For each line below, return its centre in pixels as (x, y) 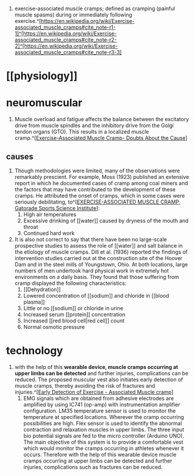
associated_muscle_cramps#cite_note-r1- (65, 27)
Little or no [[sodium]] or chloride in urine (73, 308)
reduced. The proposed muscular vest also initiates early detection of (99, 380)
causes (20, 156)
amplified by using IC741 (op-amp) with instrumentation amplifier (102, 404)
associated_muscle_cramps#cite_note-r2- (66, 40)
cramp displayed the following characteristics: (70, 283)
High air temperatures (50, 214)
